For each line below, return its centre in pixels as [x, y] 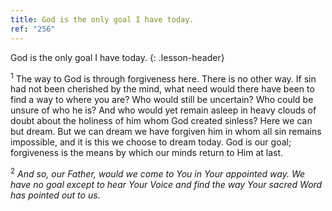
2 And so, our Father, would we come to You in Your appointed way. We [158, 173]
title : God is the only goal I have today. [102, 19]
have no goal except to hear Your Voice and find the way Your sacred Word [166, 184]
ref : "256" [33, 29]
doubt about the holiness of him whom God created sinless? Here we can [161, 121]
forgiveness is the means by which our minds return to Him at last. [147, 153]
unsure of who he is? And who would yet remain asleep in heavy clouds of [163, 110]
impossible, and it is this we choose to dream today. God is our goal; [151, 142]
